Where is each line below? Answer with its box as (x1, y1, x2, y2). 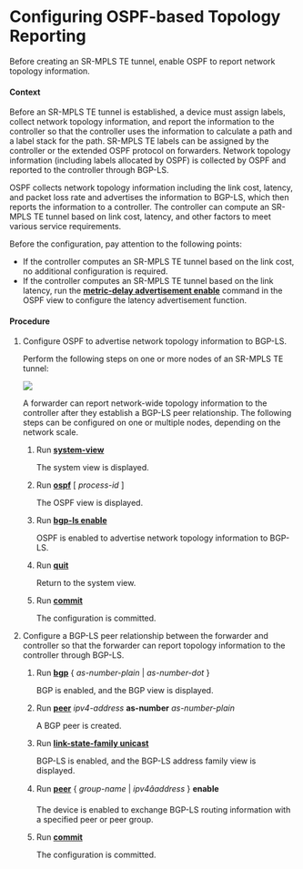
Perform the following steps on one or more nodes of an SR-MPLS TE (22, 353, 284, 365)
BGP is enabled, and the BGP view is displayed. (35, 685, 214, 696)
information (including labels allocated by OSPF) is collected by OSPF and (9, 155, 287, 166)
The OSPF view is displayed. (35, 498, 144, 509)
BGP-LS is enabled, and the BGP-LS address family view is (35, 755, 257, 766)
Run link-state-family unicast (35, 738, 149, 749)
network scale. (22, 427, 79, 438)
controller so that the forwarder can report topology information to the (22, 640, 286, 652)
